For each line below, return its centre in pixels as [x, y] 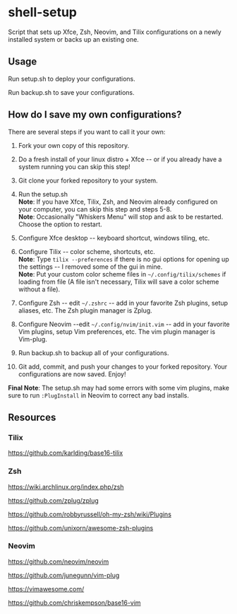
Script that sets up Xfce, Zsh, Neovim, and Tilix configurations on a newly [115, 32]
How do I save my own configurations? [95, 115]
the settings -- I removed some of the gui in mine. [90, 267]
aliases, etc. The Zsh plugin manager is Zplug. [85, 310]
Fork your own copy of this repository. [74, 145]
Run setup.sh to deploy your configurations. [72, 79]
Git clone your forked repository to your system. [88, 180]
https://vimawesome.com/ [46, 589]
